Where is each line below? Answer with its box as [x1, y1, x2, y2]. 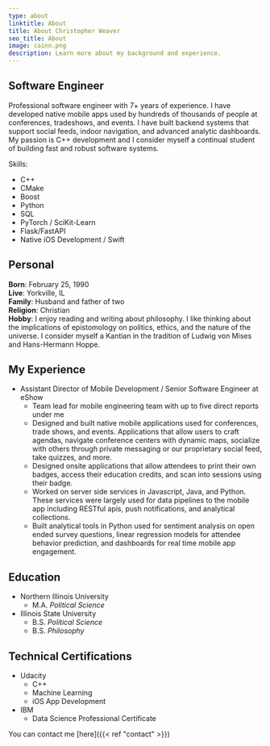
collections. [31, 513, 71, 523]
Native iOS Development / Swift [19, 235, 125, 244]
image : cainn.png [8, 42, 67, 50]
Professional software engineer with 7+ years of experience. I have [8, 100, 231, 110]
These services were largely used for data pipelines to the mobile [31, 495, 250, 505]
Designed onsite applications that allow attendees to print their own [31, 461, 256, 471]
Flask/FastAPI [19, 226, 66, 235]
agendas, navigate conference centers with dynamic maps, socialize [31, 436, 260, 445]
